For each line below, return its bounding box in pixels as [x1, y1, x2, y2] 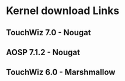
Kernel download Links [6, 4, 120, 18]
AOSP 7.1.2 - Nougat [6, 47, 81, 57]
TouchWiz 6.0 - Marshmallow [6, 67, 116, 77]
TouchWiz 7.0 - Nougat [6, 28, 92, 38]
